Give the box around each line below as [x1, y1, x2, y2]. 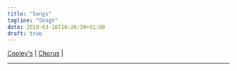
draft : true [7, 30, 42, 37]
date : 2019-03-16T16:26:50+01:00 [7, 23, 106, 30]
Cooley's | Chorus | [7, 49, 63, 58]
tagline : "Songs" [7, 17, 59, 24]
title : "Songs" [7, 10, 52, 18]
